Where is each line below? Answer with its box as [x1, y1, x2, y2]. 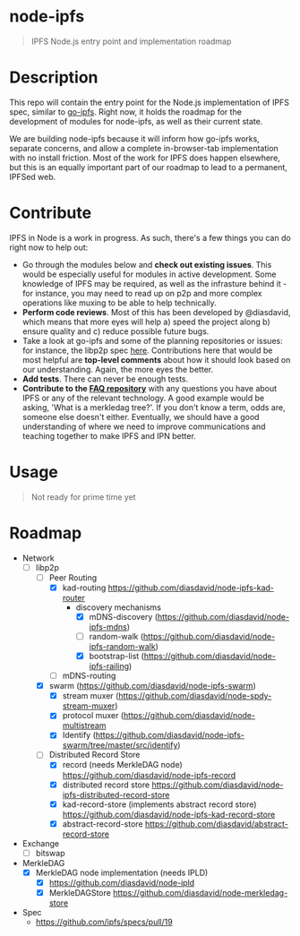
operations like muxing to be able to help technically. [21, 297, 217, 308]
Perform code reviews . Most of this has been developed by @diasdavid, [21, 306, 291, 317]
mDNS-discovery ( [89, 611, 159, 622]
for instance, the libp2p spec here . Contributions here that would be [21, 345, 273, 356]
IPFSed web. [9, 171, 56, 182]
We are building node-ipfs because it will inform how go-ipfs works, [9, 133, 260, 144]
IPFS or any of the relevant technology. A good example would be [21, 392, 265, 403]
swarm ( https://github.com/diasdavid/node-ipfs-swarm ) [48, 681, 257, 691]
